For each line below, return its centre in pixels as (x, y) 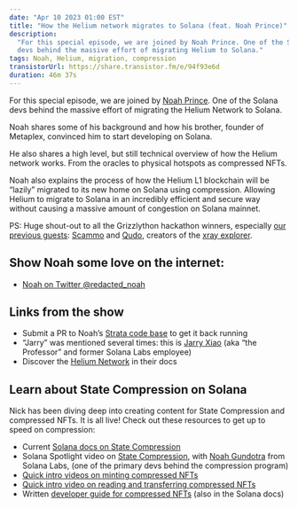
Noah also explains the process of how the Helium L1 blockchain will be (140, 180)
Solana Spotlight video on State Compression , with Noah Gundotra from (153, 457)
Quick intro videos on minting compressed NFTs (110, 475)
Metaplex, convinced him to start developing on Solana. (111, 136)
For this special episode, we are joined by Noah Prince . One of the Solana (144, 100)
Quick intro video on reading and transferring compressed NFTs (139, 485)
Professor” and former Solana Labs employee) (107, 352)
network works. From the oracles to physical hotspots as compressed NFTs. (148, 163)
